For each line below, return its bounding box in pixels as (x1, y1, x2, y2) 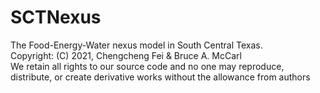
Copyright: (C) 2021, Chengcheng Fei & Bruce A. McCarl (10, 49, 242, 61)
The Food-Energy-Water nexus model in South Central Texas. (10, 39, 263, 51)
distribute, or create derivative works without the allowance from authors (10, 71, 311, 83)
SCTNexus (10, 6, 102, 29)
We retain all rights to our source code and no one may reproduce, (10, 60, 285, 72)
